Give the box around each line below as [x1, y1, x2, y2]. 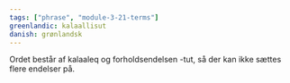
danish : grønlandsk [9, 29, 83, 38]
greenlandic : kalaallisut [9, 21, 106, 30]
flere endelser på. [9, 63, 75, 74]
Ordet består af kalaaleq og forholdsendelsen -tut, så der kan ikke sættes [9, 54, 282, 65]
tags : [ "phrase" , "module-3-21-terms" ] [9, 12, 159, 22]
